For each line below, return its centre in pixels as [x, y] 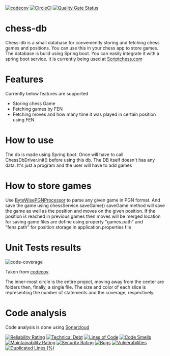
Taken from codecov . [27, 272]
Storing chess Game [34, 103]
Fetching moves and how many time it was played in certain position [84, 114]
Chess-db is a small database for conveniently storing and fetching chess [82, 42]
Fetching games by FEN [38, 109]
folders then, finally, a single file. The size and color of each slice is [76, 287]
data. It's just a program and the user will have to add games [69, 165]
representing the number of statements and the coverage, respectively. [80, 292]
